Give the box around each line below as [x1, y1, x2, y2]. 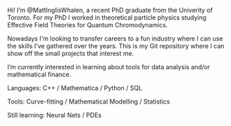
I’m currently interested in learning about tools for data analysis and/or [7, 63, 211, 71]
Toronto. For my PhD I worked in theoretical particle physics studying [7, 13, 206, 22]
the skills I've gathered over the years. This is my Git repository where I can [7, 42, 225, 50]
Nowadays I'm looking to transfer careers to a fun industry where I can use [7, 34, 223, 43]
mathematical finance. [7, 70, 71, 78]
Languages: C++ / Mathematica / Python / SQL [7, 84, 143, 92]
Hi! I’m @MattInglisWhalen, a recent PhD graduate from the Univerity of [7, 6, 213, 14]
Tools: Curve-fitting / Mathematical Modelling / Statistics [7, 97, 170, 106]
